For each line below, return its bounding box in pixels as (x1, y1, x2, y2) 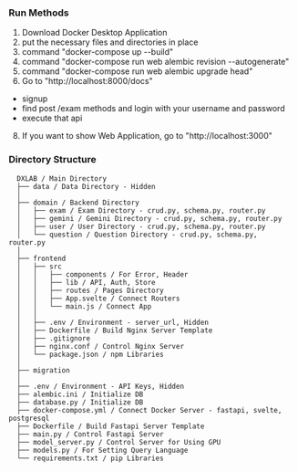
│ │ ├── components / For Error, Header (16, 269, 189, 279)
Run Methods (8, 6, 69, 19)
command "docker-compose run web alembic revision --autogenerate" (21, 57, 290, 68)
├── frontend (16, 254, 67, 263)
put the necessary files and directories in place (21, 37, 199, 47)
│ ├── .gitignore (16, 333, 91, 343)
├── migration (16, 365, 70, 375)
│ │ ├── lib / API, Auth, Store (16, 278, 156, 287)
